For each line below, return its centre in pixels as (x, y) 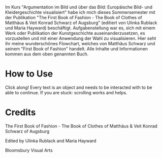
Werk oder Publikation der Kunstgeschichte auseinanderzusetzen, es (75, 33)
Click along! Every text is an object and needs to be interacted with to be (79, 87)
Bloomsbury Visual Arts (29, 150)
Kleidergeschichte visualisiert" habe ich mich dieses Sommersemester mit (80, 12)
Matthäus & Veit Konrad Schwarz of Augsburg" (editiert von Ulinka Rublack (81, 23)
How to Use (29, 74)
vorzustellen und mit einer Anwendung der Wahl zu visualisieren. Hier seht (81, 38)
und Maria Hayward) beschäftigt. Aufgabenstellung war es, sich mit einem (80, 28)
